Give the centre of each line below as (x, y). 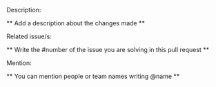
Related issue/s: (29, 36)
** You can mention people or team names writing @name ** (93, 76)
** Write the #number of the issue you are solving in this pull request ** (108, 50)
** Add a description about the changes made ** (76, 23)
